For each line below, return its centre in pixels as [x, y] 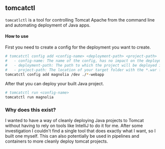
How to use [17, 36]
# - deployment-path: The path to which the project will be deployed [81, 65]
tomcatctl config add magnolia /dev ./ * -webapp [55, 74]
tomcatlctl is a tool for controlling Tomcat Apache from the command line [80, 20]
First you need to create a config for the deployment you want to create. [78, 47]
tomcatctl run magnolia [29, 98]
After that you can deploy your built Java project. [55, 84]
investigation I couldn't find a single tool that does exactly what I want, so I [81, 131]
